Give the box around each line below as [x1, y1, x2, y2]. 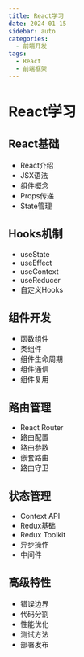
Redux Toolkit [19, 530, 66, 539]
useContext [19, 266, 59, 276]
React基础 [8, 137, 60, 151]
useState [19, 249, 50, 259]
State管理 [19, 201, 52, 211]
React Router [19, 423, 64, 433]
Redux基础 [19, 521, 57, 530]
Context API [19, 511, 61, 520]
